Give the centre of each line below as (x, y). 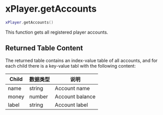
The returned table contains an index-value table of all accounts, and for (81, 60)
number (39, 96)
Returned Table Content (44, 48)
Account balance (75, 96)
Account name (73, 88)
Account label (72, 105)
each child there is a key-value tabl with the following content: (71, 66)
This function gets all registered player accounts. (57, 32)
